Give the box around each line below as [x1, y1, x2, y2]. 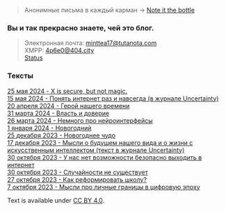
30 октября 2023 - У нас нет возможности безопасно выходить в [7, 153, 202, 162]
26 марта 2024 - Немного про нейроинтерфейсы [7, 116, 153, 124]
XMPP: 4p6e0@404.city [24, 47, 95, 55]
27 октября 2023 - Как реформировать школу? [7, 175, 147, 183]
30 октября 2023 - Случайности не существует [7, 168, 148, 176]
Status [24, 53, 43, 62]
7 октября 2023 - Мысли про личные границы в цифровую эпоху [7, 183, 200, 191]
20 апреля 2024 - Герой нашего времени [7, 101, 130, 110]
